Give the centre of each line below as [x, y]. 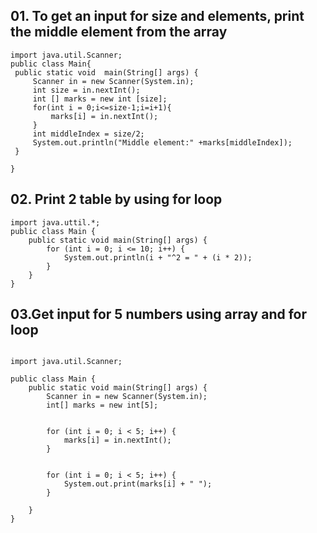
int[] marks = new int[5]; [102, 405]
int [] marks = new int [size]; [100, 99]
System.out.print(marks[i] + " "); [138, 484]
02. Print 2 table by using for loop [116, 199]
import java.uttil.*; [55, 222]
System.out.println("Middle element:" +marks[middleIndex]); [162, 142]
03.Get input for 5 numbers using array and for [158, 314]
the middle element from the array [119, 32]
